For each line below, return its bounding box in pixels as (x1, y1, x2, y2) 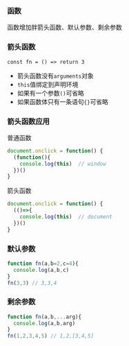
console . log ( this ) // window (19, 160, 107, 167)
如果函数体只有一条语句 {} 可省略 (17, 97, 109, 105)
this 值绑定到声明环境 (17, 80, 79, 88)
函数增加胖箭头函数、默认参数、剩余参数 (7, 23, 122, 32)
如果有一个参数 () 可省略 (17, 89, 85, 97)
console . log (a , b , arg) (13, 320, 76, 327)
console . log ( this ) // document (19, 214, 112, 220)
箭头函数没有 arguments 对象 (17, 71, 95, 80)
